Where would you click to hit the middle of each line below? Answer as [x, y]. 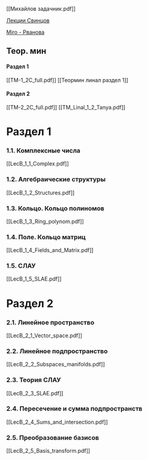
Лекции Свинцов [28, 20]
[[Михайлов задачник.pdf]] [41, 9]
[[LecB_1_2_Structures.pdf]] [40, 192]
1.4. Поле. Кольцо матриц [46, 237]
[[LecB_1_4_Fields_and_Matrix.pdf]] [50, 250]
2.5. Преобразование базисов [53, 438]
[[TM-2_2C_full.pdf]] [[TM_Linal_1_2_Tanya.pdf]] [66, 107]
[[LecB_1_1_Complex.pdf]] [38, 164]
